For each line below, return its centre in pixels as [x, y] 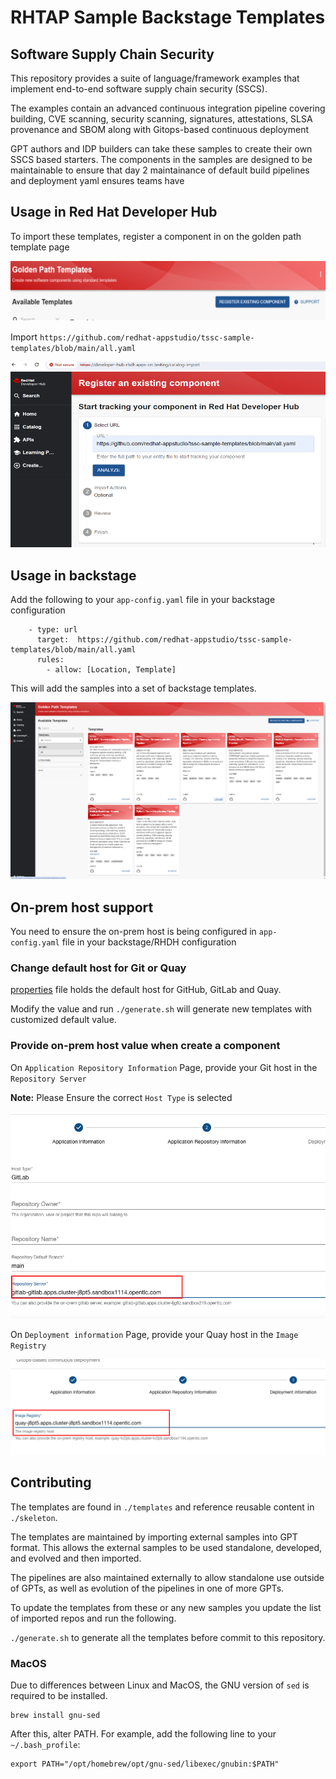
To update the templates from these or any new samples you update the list [166, 1607]
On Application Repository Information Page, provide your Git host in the [164, 1067]
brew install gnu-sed [55, 1715]
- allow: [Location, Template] [111, 669]
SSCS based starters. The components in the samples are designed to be [161, 159]
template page [40, 247]
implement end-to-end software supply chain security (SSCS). [139, 89]
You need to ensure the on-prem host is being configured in [133, 932]
